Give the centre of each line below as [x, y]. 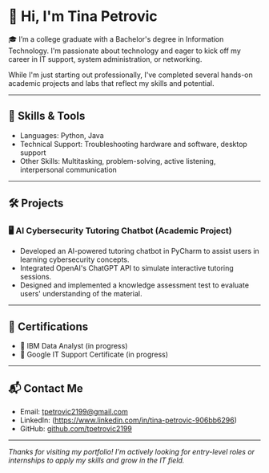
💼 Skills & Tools [47, 116]
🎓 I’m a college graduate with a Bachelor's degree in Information [116, 39]
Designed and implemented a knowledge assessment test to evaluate [134, 285]
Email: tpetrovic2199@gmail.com [74, 412]
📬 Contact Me [46, 388]
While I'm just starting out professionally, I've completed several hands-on [131, 75]
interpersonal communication [68, 169]
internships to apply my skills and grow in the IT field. [96, 460]
